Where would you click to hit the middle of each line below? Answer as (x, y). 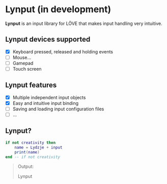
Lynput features (31, 85)
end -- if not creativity (33, 157)
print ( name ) (27, 152)
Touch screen (27, 69)
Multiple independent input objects (49, 97)
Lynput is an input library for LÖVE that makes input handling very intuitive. (84, 23)
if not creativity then (31, 143)
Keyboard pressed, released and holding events (63, 51)
